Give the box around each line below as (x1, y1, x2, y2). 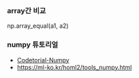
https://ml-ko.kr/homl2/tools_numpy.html (16, 63, 132, 71)
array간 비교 (7, 5, 46, 15)
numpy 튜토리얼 (7, 40, 59, 50)
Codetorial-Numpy (16, 56, 69, 64)
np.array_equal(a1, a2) (7, 22, 69, 30)
